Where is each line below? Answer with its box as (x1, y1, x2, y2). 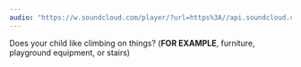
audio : (9, 13, 34, 22)
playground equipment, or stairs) (9, 46, 131, 58)
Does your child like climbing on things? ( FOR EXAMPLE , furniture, (9, 38, 255, 48)
